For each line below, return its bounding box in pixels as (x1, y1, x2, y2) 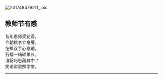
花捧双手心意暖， (5, 45, 39, 51)
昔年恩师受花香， (5, 33, 39, 39)
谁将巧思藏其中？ (5, 57, 39, 63)
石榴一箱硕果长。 (5, 51, 39, 57)
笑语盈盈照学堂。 (5, 63, 39, 69)
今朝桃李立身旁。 (5, 39, 39, 45)
